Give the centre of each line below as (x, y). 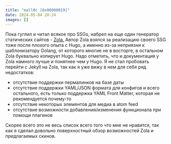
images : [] (17, 20)
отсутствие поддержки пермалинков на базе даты (68, 82)
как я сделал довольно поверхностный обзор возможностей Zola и (80, 131)
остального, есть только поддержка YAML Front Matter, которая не (86, 94)
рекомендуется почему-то (42, 99)
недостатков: (20, 73)
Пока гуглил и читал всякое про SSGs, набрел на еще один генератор (82, 34)
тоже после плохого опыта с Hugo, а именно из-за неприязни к (75, 45)
